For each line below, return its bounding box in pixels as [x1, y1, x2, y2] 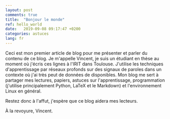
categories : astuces [5, 31, 49, 36]
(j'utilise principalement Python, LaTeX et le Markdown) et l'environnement [5, 82, 162, 88]
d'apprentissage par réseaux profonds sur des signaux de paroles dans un [5, 66, 162, 72]
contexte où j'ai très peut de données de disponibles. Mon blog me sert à [5, 72, 159, 78]
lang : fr [5, 36, 24, 41]
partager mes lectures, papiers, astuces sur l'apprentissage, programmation [5, 77, 165, 83]
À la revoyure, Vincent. [5, 108, 53, 114]
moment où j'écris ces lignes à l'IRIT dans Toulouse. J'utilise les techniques [5, 61, 164, 67]
